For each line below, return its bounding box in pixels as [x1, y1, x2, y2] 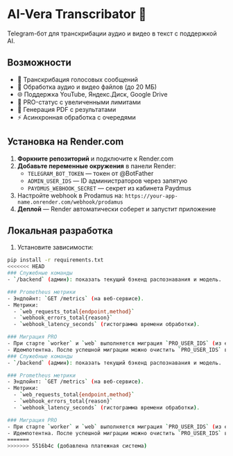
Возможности [7, 57, 71, 69]
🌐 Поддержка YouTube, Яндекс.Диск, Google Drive [17, 90, 168, 98]
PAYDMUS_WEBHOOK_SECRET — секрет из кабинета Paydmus [27, 184, 192, 192]
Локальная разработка [7, 225, 113, 236]
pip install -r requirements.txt [7, 256, 104, 263]
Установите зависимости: [17, 243, 94, 252]
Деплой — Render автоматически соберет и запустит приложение [17, 204, 216, 213]
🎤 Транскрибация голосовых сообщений [17, 75, 139, 83]
